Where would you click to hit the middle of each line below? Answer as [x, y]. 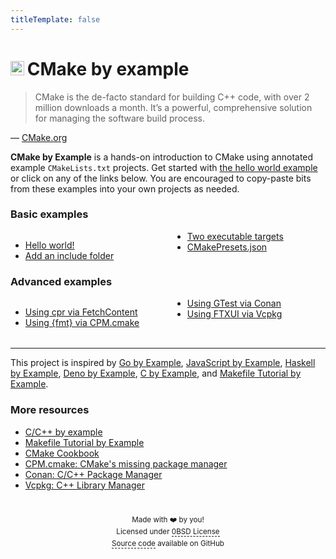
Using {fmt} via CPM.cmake [82, 323]
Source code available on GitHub [168, 544]
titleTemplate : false [55, 19]
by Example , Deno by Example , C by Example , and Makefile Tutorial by [156, 373]
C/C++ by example [63, 432]
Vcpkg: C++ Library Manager [84, 485]
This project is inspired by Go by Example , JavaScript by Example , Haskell [163, 363]
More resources [50, 410]
